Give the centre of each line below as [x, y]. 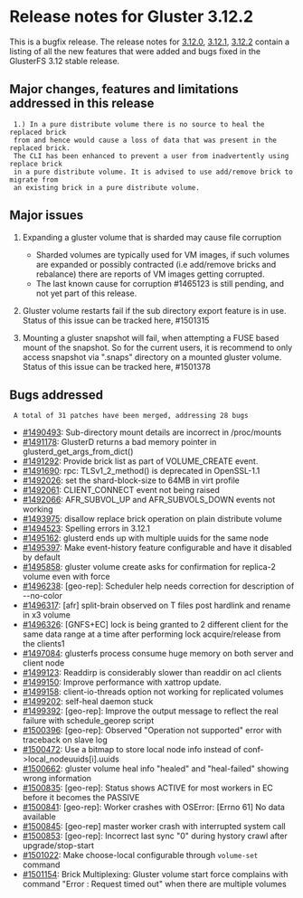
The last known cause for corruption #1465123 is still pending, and [160, 283]
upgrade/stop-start [58, 846]
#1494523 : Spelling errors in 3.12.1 [86, 529]
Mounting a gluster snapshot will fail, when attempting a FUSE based [151, 337]
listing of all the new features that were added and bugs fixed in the [135, 51]
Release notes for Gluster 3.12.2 [132, 17]
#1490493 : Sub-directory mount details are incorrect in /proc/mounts [152, 432]
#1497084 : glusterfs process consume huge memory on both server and [158, 654]
